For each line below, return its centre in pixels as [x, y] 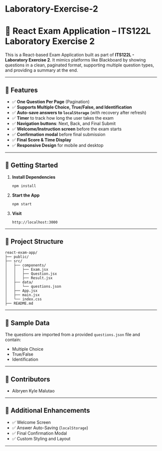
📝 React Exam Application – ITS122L [78, 31]
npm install [24, 186]
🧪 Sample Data [27, 323]
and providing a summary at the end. [41, 70]
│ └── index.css [23, 299]
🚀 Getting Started [32, 165]
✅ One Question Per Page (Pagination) [51, 101]
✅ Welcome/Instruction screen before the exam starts [67, 129]
